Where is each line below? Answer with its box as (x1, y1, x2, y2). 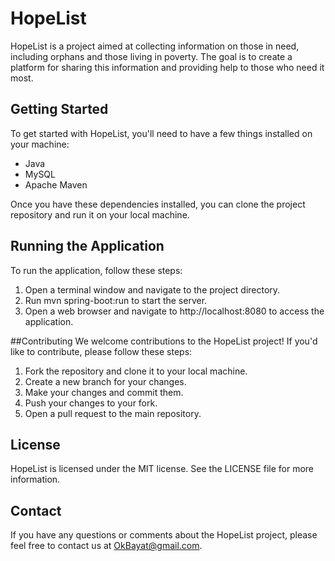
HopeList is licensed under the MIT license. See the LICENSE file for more (10, 463, 315, 475)
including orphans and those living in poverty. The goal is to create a (10, 50, 293, 62)
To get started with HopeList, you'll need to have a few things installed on (10, 127, 313, 139)
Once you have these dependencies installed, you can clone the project (10, 198, 306, 210)
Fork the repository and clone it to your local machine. (24, 365, 248, 377)
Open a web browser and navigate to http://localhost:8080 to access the (24, 305, 325, 317)
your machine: (10, 138, 70, 150)
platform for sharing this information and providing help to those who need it (10, 61, 325, 73)
